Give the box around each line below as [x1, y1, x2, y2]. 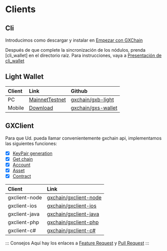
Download [28, 104, 53, 111]
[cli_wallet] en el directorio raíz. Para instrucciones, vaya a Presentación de [5, 52, 162, 58]
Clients [5, 4, 36, 15]
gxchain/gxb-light [70, 96, 114, 103]
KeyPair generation [12, 150, 53, 156]
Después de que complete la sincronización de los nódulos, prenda [5, 47, 146, 53]
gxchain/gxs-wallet [70, 104, 117, 111]
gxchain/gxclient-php [47, 219, 99, 226]
